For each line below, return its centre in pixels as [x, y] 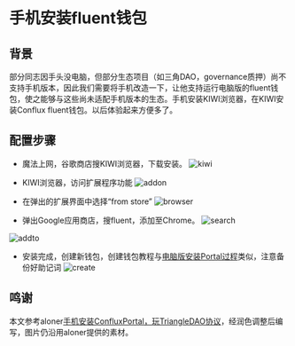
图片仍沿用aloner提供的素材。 [79, 332]
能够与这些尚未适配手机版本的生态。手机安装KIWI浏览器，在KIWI [158, 99]
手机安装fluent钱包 [78, 18]
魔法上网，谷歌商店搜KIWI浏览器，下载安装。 [105, 163]
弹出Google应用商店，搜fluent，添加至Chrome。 [111, 220]
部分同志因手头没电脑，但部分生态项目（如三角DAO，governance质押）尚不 [148, 77]
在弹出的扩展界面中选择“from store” [87, 201]
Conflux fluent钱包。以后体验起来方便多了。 [97, 110]
